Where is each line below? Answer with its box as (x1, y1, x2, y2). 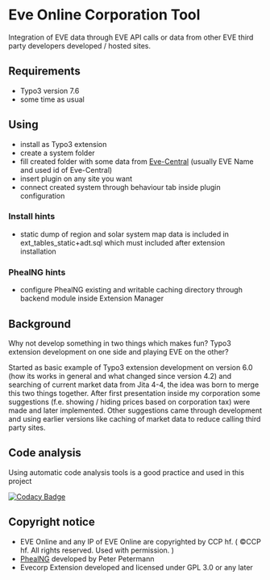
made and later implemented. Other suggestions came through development (8, 406, 263, 415)
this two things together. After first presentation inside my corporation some (8, 388, 260, 397)
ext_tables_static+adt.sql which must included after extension (19, 237, 226, 247)
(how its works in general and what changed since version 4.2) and (8, 371, 232, 380)
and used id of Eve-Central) (19, 165, 113, 174)
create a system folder (19, 148, 95, 158)
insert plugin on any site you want (19, 174, 133, 183)
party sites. (8, 422, 46, 432)
